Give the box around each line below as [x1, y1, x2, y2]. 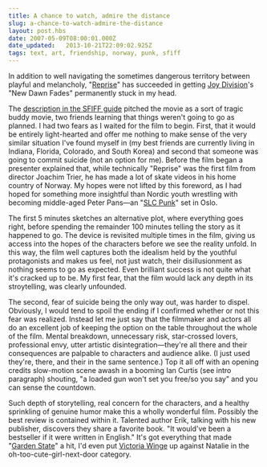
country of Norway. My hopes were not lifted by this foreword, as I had [8, 181, 242, 190]
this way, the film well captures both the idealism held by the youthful [8, 248, 237, 257]
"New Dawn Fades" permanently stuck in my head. [8, 88, 177, 97]
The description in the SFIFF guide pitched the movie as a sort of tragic [8, 104, 244, 113]
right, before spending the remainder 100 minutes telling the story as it [8, 222, 241, 231]
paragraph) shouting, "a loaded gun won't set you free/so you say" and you [8, 375, 258, 383]
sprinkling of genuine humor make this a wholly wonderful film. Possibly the [8, 407, 259, 416]
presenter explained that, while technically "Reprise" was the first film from [8, 164, 257, 173]
